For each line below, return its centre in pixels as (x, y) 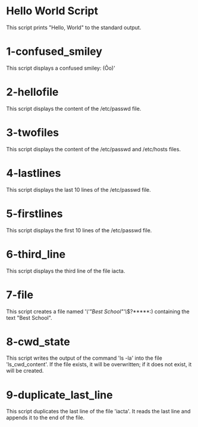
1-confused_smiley (54, 52)
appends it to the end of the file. (45, 417)
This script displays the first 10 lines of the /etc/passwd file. (79, 230)
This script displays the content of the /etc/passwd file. (74, 108)
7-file (20, 294)
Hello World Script (52, 11)
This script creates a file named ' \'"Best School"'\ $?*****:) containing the (98, 311)
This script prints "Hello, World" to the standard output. (74, 27)
